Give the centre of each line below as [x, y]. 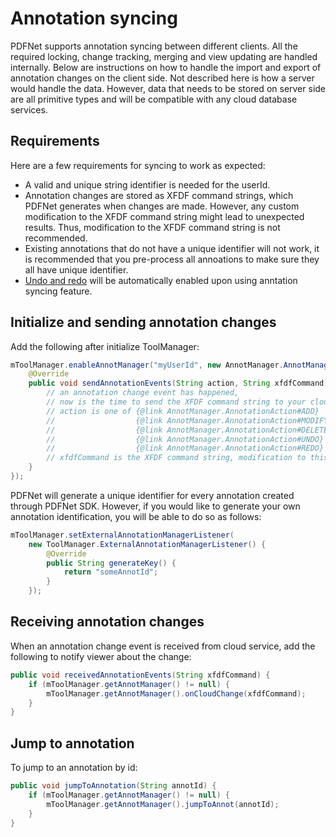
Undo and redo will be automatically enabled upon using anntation [161, 280]
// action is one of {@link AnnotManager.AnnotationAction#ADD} [183, 411]
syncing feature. [58, 291]
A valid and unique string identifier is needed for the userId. [147, 184]
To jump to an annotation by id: [74, 768]
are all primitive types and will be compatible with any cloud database [154, 99]
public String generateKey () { [111, 563]
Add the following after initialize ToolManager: [105, 346]
